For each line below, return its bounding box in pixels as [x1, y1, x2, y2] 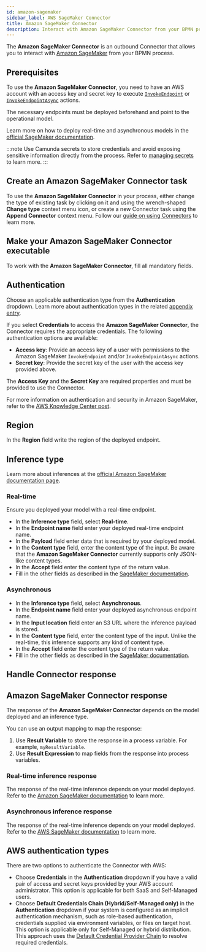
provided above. [15, 366, 57, 373]
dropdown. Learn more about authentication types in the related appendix [6, 302, 193, 310]
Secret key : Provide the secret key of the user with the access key [15, 359, 184, 366]
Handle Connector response [6, 669, 116, 680]
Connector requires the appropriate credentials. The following [6, 328, 162, 335]
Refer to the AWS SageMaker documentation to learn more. [6, 827, 156, 835]
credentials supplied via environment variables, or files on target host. [15, 919, 192, 927]
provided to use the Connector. [6, 384, 85, 391]
